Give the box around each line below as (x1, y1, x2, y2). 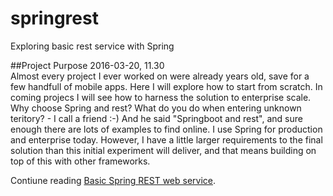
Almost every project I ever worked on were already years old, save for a (10, 70, 310, 82)
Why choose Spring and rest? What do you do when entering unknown (10, 102, 302, 114)
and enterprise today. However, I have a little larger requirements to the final (10, 133, 323, 146)
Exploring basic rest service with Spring (10, 40, 175, 52)
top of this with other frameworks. (10, 155, 151, 167)
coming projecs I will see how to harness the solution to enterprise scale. (10, 91, 312, 103)
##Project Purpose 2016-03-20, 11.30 (10, 59, 165, 71)
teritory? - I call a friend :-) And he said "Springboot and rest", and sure (10, 112, 303, 124)
